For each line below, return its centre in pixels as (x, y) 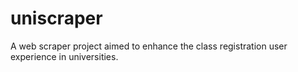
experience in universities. (64, 56)
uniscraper (56, 18)
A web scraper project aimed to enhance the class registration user (149, 46)
